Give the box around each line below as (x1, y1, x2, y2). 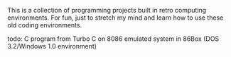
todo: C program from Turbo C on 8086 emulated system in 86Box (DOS (7, 34, 220, 43)
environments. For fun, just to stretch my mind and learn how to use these (7, 13, 224, 22)
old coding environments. (7, 21, 82, 29)
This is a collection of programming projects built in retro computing (7, 6, 207, 14)
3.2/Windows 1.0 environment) (7, 42, 97, 50)
